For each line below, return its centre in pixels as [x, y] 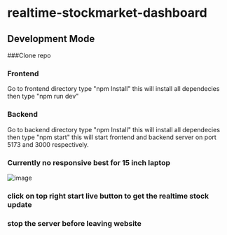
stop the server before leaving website [74, 223]
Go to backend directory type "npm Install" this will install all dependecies [114, 129]
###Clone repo [29, 55]
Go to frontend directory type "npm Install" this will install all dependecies [113, 89]
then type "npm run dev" [43, 97]
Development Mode [51, 39]
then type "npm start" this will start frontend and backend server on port [112, 137]
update [20, 204]
